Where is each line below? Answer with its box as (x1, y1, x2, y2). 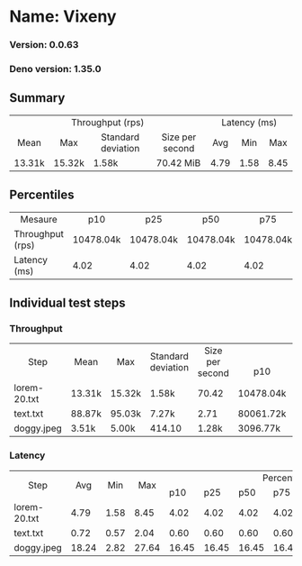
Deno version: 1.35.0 (9, 63, 102, 76)
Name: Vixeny (9, 6, 117, 27)
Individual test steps (9, 296, 126, 311)
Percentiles (9, 187, 75, 203)
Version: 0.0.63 (9, 39, 79, 51)
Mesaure (20, 213, 58, 225)
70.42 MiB (155, 156, 201, 169)
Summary (9, 90, 66, 105)
